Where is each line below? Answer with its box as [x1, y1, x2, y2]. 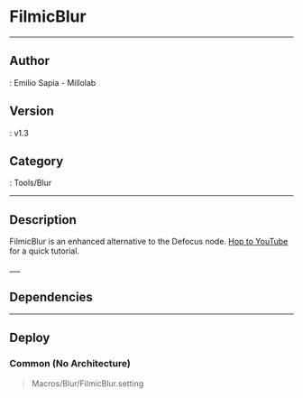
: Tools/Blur [9, 178, 52, 189]
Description [9, 212, 77, 227]
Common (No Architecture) [9, 357, 131, 370]
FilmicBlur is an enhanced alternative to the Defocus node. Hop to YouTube [9, 236, 289, 247]
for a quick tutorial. [9, 245, 79, 256]
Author [9, 53, 50, 69]
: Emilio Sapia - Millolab [9, 77, 96, 88]
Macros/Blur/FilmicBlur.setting [31, 377, 144, 389]
